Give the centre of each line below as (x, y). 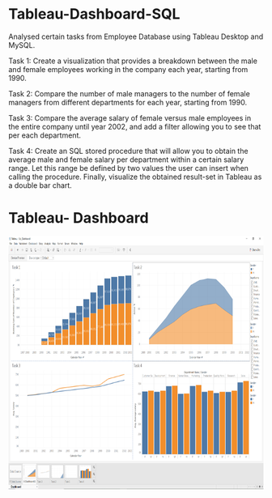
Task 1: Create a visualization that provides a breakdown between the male (133, 61)
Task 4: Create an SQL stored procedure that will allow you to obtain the (128, 151)
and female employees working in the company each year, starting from (128, 69)
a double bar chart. (40, 185)
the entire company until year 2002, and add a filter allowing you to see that (135, 126)
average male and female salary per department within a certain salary (126, 160)
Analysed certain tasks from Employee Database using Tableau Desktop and (136, 36)
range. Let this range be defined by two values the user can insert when (129, 168)
